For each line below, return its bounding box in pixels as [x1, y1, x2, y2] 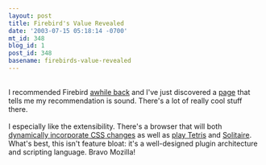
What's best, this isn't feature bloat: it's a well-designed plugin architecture [8, 138, 258, 148]
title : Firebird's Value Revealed [8, 19, 125, 27]
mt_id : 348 [8, 34, 45, 43]
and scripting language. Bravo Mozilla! [8, 146, 135, 157]
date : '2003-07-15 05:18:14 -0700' [8, 27, 128, 35]
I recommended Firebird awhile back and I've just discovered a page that [8, 87, 251, 97]
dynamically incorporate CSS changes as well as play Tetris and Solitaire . [8, 130, 252, 139]
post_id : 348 [8, 49, 52, 57]
